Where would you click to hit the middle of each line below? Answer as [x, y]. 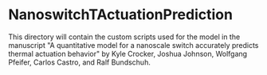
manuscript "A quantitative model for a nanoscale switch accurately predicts [133, 45]
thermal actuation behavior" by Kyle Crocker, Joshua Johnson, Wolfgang [128, 53]
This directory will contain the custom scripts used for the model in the [124, 37]
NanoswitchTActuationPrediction [121, 15]
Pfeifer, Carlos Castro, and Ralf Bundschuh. [80, 62]
